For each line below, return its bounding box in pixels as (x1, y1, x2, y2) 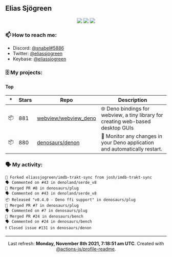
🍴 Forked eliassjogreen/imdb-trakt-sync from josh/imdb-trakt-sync (5, 175, 153, 180)
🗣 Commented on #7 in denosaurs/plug (5, 208, 88, 213)
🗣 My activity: (5, 161, 43, 168)
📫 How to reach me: (5, 31, 57, 38)
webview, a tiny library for (101, 112, 163, 119)
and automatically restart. (101, 145, 163, 153)
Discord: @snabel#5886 (12, 45, 64, 51)
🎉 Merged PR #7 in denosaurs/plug (5, 203, 79, 208)
